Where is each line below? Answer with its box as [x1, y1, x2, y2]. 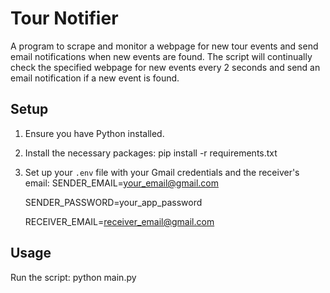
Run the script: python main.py [10, 271, 137, 283]
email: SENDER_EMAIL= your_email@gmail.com [24, 177, 219, 189]
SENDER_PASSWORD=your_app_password [24, 196, 203, 208]
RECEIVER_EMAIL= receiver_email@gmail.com [24, 215, 215, 227]
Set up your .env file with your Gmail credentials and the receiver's [24, 166, 300, 178]
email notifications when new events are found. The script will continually [10, 50, 313, 62]
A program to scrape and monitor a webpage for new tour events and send [10, 40, 319, 52]
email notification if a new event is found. [10, 72, 180, 84]
